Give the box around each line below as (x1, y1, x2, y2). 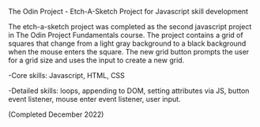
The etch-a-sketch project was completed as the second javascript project (8, 22, 252, 31)
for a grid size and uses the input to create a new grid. (8, 55, 185, 65)
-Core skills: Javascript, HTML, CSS (8, 71, 125, 80)
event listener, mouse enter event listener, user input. (8, 95, 181, 103)
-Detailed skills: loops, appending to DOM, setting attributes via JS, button (8, 86, 250, 95)
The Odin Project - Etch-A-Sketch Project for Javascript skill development (8, 7, 249, 16)
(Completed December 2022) (8, 110, 104, 119)
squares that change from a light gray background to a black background (8, 39, 247, 48)
